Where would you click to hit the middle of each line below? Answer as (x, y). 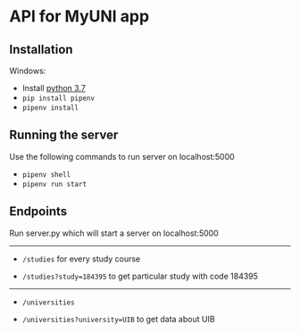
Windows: (28, 71)
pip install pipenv (58, 98)
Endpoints (38, 212)
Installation (41, 50)
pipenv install (50, 108)
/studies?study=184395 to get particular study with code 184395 (140, 276)
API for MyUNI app (79, 17)
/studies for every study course (81, 258)
